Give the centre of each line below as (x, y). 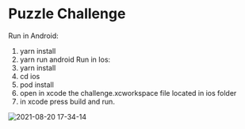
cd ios (30, 76)
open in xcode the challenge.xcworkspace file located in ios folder (128, 93)
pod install (36, 85)
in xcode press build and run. (67, 101)
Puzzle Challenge (67, 14)
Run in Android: (34, 36)
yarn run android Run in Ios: (65, 59)
